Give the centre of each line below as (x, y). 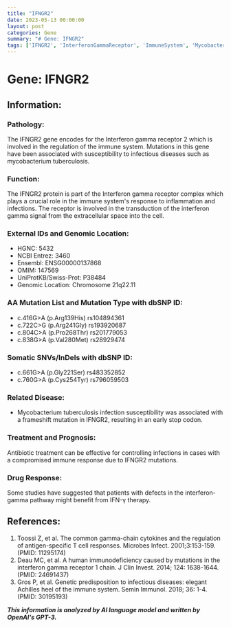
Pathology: (26, 124)
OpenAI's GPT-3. (32, 617)
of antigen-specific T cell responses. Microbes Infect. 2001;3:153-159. (116, 545)
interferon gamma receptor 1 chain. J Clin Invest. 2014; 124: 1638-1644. (118, 567)
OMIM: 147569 (38, 270)
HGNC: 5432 (35, 249)
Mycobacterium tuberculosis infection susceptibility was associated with (120, 412)
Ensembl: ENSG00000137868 (59, 263)
